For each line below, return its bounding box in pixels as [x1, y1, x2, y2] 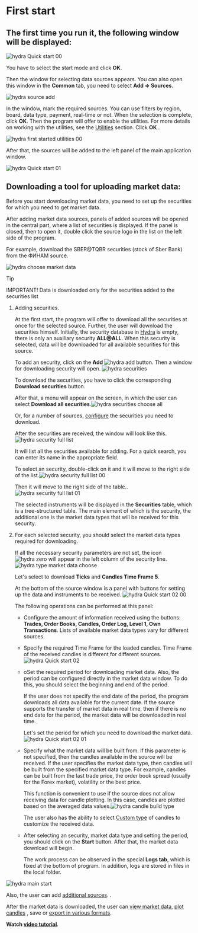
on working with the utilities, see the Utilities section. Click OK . [6, 124, 160, 131]
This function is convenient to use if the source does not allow [23, 790, 176, 797]
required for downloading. [14, 538, 79, 545]
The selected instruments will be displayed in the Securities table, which [14, 501, 192, 508]
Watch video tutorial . [6, 921, 59, 928]
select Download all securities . [14, 400, 92, 407]
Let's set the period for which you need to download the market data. [23, 729, 193, 736]
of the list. [14, 471, 40, 478]
